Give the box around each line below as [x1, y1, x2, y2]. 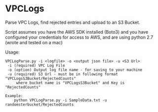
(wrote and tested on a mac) [5, 39, 63, 45]
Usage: [5, 49, 20, 55]
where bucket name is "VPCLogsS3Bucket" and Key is [16, 80, 125, 85]
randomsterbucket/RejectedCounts [5, 102, 74, 107]
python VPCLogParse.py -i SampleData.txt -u [14, 98, 107, 103]
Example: [5, 93, 23, 98]
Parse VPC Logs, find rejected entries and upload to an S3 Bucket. [5, 19, 140, 25]
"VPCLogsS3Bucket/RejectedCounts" [5, 76, 77, 81]
